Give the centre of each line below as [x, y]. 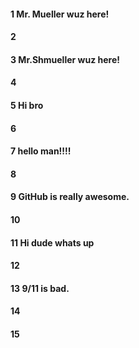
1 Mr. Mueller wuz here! [60, 14]
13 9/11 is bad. [40, 288]
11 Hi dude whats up [52, 242]
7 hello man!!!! [41, 151]
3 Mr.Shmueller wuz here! [65, 59]
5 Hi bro [27, 105]
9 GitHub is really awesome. [70, 197]
